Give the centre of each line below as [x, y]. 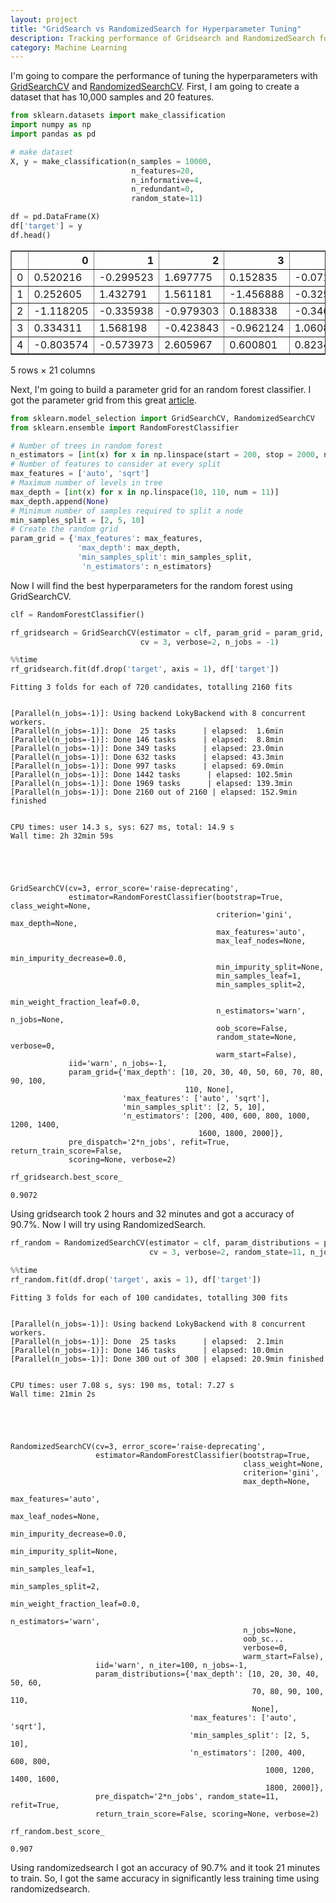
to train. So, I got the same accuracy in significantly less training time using [165, 1878]
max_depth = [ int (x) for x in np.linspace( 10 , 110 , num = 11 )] [145, 492]
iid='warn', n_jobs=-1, [118, 1064]
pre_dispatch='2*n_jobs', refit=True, [149, 1142]
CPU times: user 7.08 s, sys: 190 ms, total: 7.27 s [122, 1385]
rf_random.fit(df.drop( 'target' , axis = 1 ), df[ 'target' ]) [136, 1279]
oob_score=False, [252, 1029]
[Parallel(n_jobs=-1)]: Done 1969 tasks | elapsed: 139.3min [151, 784]
